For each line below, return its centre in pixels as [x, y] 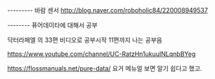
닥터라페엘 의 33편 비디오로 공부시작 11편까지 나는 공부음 [85, 40]
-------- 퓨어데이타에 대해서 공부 [53, 25]
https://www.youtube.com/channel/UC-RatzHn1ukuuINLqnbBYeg [102, 54]
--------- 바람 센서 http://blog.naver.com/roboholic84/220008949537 [108, 10]
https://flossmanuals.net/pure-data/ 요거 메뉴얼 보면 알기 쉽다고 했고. [105, 68]
